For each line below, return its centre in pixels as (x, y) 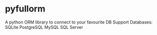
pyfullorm (25, 9)
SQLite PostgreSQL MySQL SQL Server (44, 27)
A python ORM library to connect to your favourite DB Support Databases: (79, 22)
